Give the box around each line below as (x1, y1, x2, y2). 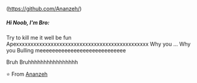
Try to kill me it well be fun (6, 34, 72, 41)
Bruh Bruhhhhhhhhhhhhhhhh (6, 58, 78, 66)
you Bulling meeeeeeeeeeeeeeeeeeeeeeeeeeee (6, 46, 127, 54)
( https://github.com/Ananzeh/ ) (6, 5, 82, 12)
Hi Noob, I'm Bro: (6, 19, 50, 26)
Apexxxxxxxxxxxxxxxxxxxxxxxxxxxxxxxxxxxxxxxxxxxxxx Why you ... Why (6, 40, 191, 48)
